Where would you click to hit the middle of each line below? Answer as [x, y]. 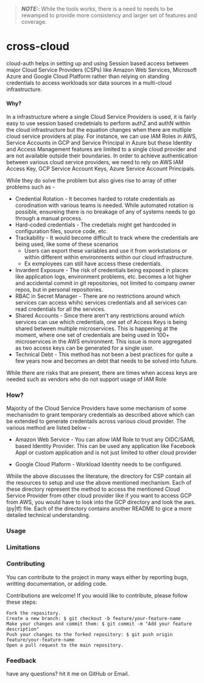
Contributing [26, 564]
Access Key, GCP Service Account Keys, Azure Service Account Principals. [101, 169]
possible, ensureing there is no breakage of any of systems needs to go [105, 212]
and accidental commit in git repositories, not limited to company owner [105, 283]
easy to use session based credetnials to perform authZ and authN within [98, 123]
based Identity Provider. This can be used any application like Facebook [105, 446]
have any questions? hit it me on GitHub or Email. [68, 673]
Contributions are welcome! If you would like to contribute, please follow [97, 595]
